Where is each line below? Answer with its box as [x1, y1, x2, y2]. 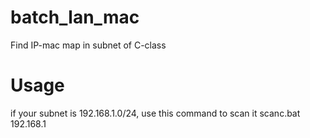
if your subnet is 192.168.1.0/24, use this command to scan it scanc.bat [10, 107, 301, 119]
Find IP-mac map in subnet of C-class [10, 39, 167, 51]
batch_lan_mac [10, 6, 140, 29]
